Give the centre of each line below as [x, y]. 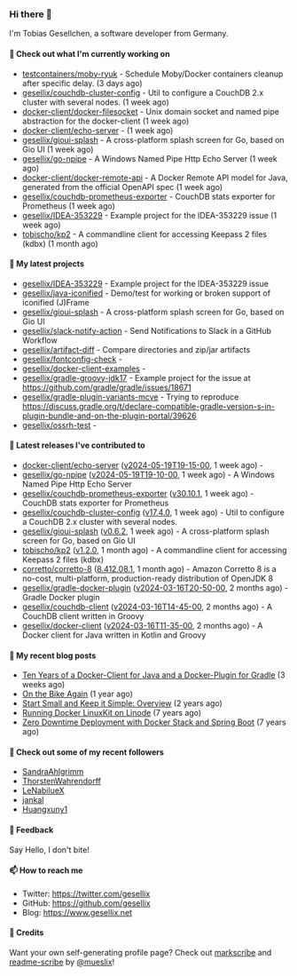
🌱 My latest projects [47, 264]
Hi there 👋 [31, 14]
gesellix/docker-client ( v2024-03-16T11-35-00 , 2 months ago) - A [142, 625]
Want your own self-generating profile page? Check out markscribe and [141, 952]
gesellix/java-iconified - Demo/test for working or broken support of [146, 293]
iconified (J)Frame [56, 302]
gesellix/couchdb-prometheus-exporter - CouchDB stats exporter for [148, 196]
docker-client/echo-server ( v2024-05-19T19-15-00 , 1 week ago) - [143, 464]
